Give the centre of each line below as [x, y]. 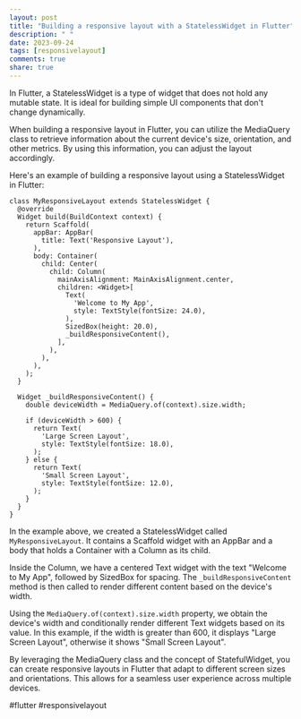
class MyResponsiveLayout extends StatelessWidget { [110, 201]
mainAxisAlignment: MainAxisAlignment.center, [146, 279]
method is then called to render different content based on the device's [141, 586]
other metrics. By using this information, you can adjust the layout [131, 148]
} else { [42, 459]
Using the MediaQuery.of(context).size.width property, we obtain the [138, 613]
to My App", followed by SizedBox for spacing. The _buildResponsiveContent [150, 577]
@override [35, 209]
